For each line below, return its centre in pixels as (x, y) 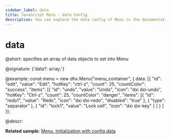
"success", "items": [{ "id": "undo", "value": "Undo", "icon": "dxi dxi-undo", (83, 89)
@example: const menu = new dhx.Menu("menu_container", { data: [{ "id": (83, 79)
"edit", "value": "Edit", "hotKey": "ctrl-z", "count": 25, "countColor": (76, 84)
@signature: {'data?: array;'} (35, 69)
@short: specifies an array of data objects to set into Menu (67, 59)
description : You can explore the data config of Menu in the (73, 19)
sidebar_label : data (27, 10)
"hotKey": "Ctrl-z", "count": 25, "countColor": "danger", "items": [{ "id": (80, 95)
